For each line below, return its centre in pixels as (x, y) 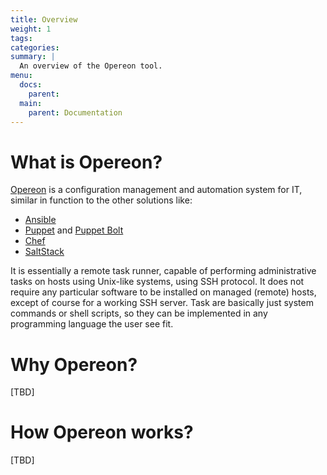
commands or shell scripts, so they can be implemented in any (139, 313)
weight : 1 (31, 29)
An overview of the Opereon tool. (91, 66)
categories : (35, 47)
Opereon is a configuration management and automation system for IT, (156, 190)
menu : (21, 76)
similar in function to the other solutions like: (101, 200)
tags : (21, 38)
